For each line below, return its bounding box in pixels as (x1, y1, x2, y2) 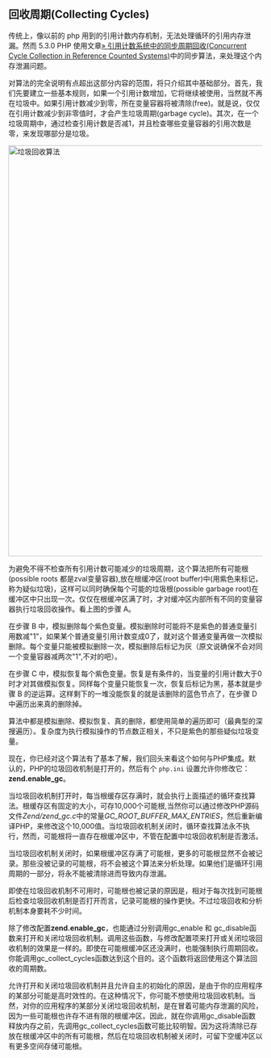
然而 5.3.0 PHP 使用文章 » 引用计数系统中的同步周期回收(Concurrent (22, 40, 248, 50)
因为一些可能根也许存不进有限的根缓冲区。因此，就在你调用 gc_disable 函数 (8, 1010, 256, 1020)
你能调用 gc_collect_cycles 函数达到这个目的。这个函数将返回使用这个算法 (8, 953, 251, 963)
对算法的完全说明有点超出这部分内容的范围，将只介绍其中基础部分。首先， (8, 78, 256, 87)
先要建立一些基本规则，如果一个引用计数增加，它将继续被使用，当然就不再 (15, 88, 263, 98)
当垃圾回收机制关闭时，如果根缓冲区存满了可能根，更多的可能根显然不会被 (8, 848, 256, 858)
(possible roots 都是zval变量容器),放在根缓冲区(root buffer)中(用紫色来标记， (8, 573, 263, 583)
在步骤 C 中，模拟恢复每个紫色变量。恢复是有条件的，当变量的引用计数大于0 (8, 669, 262, 678)
